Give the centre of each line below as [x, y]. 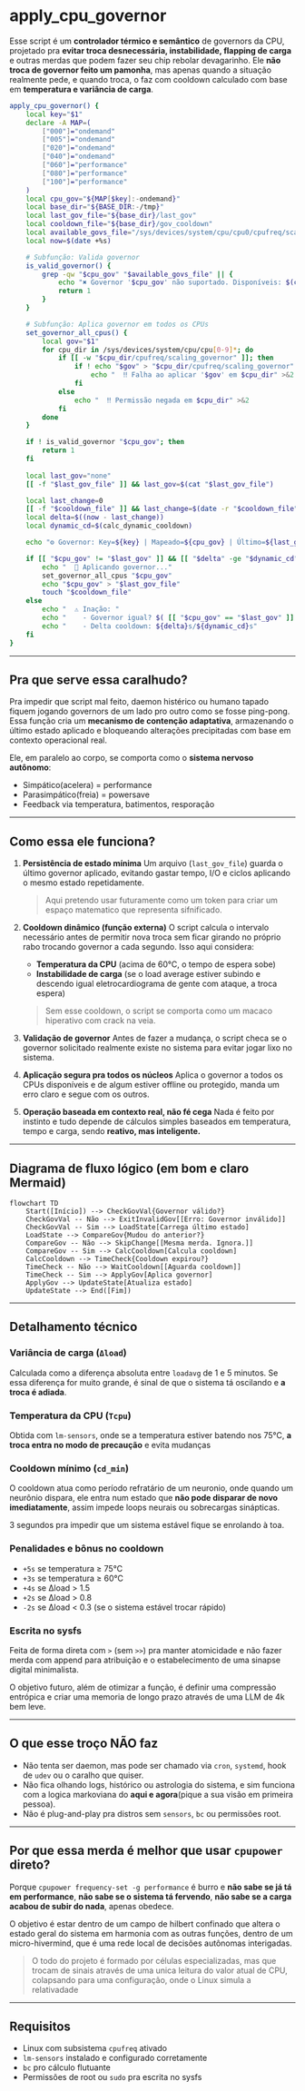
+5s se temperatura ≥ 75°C [73, 1568]
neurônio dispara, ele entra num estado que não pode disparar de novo [144, 1498]
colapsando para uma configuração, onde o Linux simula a [141, 1979]
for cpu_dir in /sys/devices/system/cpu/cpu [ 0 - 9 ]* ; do [148, 350]
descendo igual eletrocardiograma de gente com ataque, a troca [157, 984]
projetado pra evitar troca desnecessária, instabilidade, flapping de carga [151, 50]
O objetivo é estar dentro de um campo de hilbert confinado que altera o [145, 1923]
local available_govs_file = [79, 232]
